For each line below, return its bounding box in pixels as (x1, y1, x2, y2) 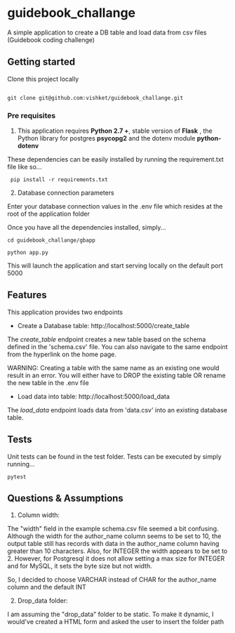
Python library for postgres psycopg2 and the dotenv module (17, 134, 196, 143)
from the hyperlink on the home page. (7, 350, 117, 358)
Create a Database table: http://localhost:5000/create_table (17, 321, 190, 329)
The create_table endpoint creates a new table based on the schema (7, 335, 206, 344)
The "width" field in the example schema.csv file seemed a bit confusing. (7, 525, 219, 533)
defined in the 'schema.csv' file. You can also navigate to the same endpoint (7, 342, 228, 351)
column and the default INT (7, 583, 86, 592)
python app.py (7, 249, 49, 256)
